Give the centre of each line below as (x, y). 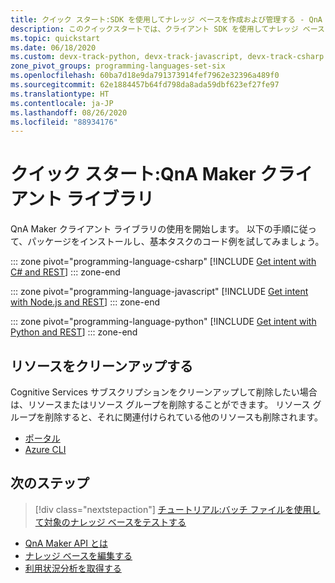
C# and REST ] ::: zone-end (65, 272)
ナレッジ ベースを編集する (78, 555)
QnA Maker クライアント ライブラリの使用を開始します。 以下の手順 (150, 229)
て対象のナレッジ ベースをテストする (110, 522)
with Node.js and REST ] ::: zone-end (85, 302)
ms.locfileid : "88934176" (64, 122)
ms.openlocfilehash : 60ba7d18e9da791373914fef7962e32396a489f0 (145, 76)
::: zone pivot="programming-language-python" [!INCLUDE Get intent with (163, 322)
